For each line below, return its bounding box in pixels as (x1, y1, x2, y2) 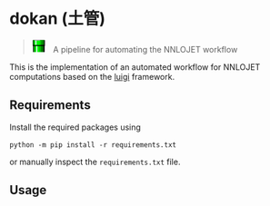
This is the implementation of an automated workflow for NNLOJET (9, 61, 261, 73)
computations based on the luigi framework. (9, 71, 175, 82)
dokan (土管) (9, 8, 106, 29)
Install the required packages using (9, 122, 141, 132)
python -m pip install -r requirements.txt (9, 140, 177, 150)
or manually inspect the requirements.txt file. (9, 156, 181, 167)
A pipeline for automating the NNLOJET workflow (53, 44, 238, 54)
